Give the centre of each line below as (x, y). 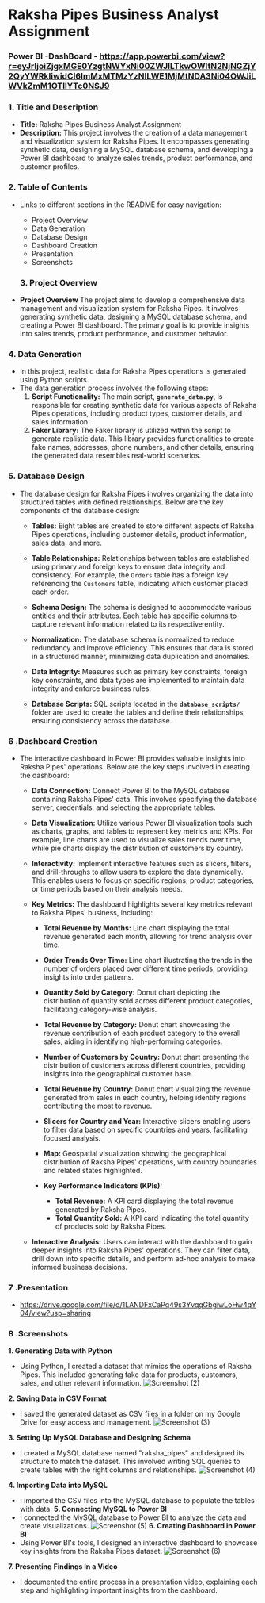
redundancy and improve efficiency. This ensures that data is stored (142, 647)
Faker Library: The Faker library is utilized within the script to (131, 431)
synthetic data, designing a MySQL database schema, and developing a (136, 150)
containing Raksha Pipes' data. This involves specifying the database (144, 799)
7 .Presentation (38, 1287)
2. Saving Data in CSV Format (57, 1398)
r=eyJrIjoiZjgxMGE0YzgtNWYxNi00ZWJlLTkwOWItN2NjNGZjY (132, 67)
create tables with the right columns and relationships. (108, 1470)
